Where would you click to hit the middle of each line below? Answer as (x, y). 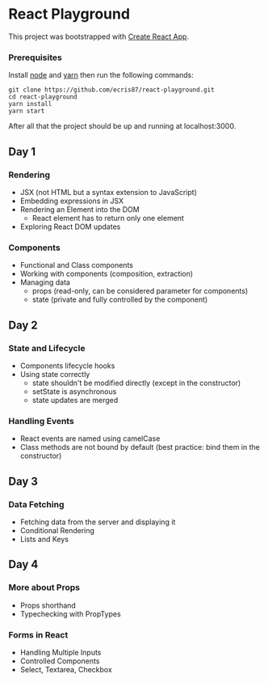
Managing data (45, 282)
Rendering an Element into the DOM (80, 209)
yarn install (30, 104)
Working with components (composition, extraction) (107, 274)
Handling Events (41, 421)
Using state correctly (55, 374)
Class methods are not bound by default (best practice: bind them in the (140, 447)
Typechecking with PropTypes (70, 614)
